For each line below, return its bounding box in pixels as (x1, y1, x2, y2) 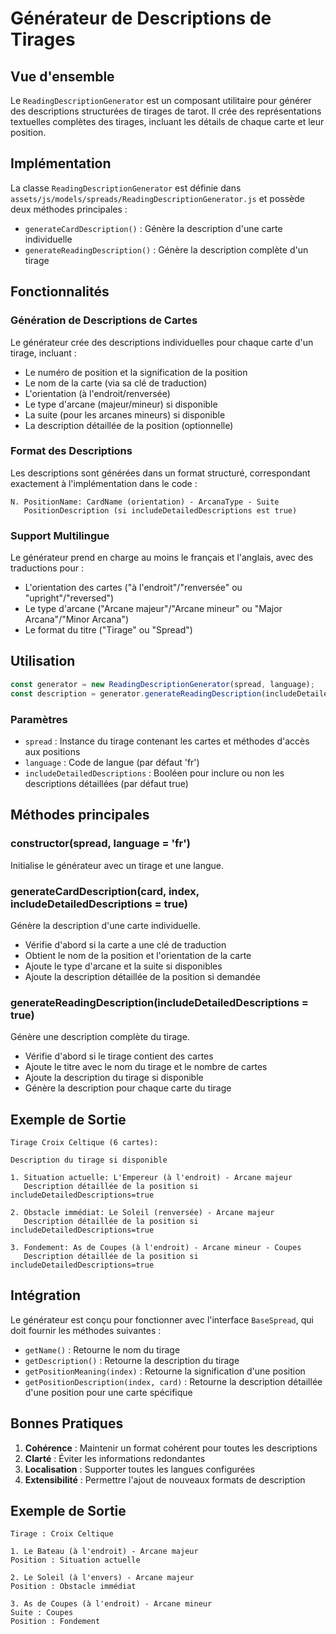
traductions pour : (10, 562, 85, 574)
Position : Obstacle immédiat (10, 1582, 137, 1592)
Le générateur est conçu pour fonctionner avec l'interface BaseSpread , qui (10, 1313, 314, 1326)
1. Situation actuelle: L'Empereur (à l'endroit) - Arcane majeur (10, 1173, 293, 1183)
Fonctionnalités (10, 283, 110, 301)
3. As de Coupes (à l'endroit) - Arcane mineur (10, 1599, 213, 1609)
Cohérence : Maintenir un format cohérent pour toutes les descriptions (24, 1442, 318, 1454)
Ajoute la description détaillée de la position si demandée (24, 970, 261, 982)
